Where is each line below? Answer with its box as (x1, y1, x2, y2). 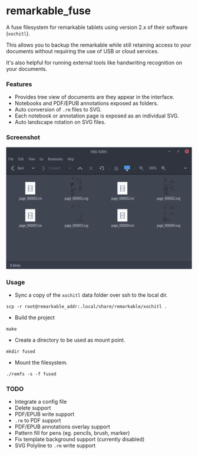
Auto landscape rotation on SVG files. (14, 119, 106, 126)
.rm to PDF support (14, 417, 61, 424)
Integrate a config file (14, 398, 67, 405)
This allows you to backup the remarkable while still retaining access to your (6, 41, 192, 48)
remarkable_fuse (6, 4, 91, 18)
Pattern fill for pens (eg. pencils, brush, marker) (14, 430, 130, 437)
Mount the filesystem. (14, 359, 68, 366)
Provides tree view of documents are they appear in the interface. (14, 93, 175, 101)
